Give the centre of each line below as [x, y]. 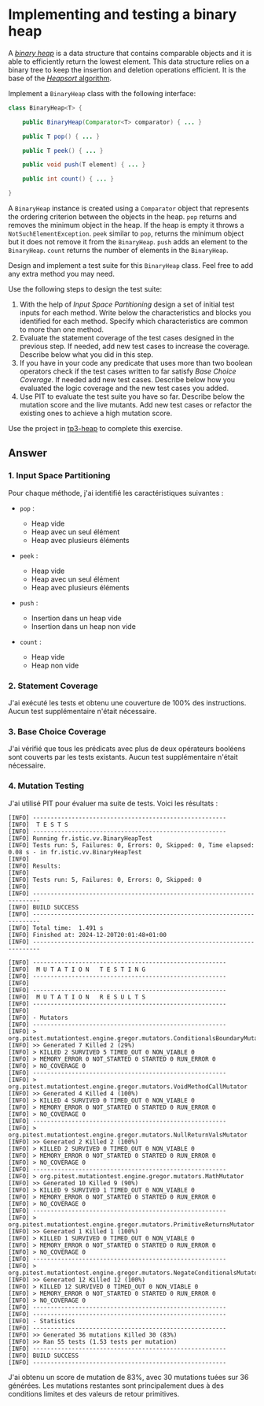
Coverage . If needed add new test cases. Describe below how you [127, 380]
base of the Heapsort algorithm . [60, 78]
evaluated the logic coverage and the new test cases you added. [124, 389]
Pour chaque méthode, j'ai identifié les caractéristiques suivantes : [116, 493]
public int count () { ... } [68, 179]
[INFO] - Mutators [38, 1017]
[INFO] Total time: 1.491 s [56, 928]
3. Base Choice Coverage [57, 731]
